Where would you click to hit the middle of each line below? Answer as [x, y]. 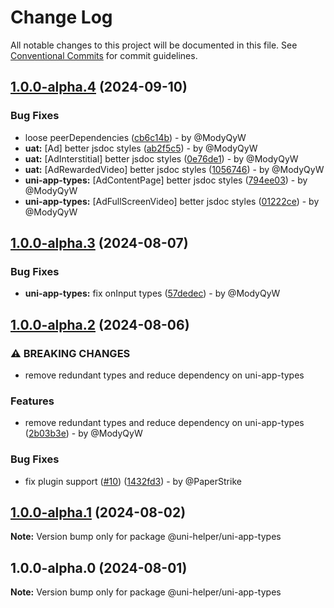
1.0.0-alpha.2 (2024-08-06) [100, 324]
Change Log [61, 17]
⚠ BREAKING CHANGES [70, 353]
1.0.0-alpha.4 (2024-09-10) [99, 87]
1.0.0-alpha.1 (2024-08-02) [98, 512]
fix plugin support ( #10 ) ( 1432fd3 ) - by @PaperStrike [133, 481]
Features [32, 401]
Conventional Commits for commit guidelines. [104, 55]
